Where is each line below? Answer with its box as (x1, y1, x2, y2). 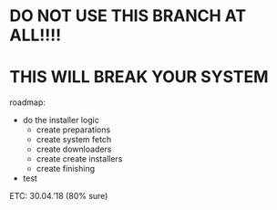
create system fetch (36, 134, 112, 145)
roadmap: (9, 97, 46, 108)
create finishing (36, 163, 96, 174)
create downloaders (36, 143, 112, 155)
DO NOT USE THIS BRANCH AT (9, 5, 247, 26)
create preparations (36, 124, 111, 135)
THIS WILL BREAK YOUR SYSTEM (9, 67, 269, 88)
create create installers (36, 153, 123, 164)
